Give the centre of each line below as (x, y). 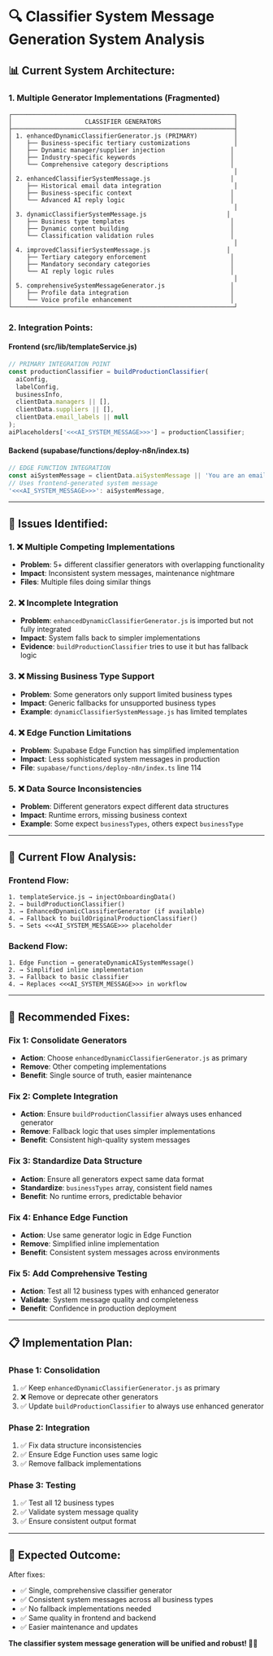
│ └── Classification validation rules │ (121, 235)
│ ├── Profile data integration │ (121, 292)
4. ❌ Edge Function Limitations (70, 732)
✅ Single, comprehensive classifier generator (96, 1591)
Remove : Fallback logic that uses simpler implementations (117, 1131)
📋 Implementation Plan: (71, 1343)
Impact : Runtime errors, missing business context (104, 815)
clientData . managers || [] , (63, 402)
